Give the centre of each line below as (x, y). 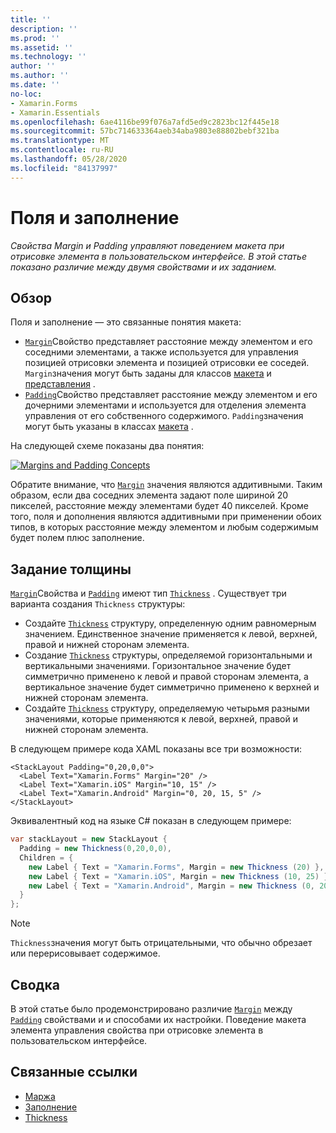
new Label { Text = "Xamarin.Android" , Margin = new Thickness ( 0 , (171, 886)
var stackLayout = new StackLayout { (89, 839)
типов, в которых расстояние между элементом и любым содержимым (164, 527)
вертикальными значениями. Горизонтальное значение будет (158, 666)
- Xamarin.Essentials (55, 112)
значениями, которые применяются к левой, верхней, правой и (161, 719)
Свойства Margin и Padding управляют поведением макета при (147, 245)
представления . (60, 384)
